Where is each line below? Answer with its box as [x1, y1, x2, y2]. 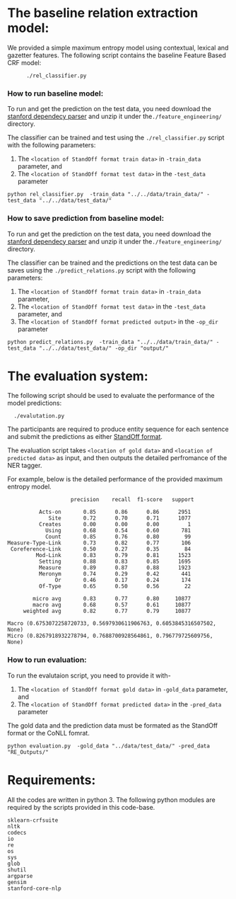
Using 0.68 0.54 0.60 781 [45, 527, 191, 534]
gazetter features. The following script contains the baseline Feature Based [7, 51, 226, 59]
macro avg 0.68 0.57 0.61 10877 [33, 602, 191, 609]
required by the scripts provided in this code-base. [7, 803, 155, 811]
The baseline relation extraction [7, 5, 199, 21]
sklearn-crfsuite [7, 816, 59, 824]
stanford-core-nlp [7, 885, 61, 892]
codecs [7, 829, 27, 836]
